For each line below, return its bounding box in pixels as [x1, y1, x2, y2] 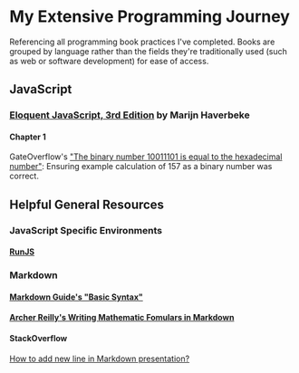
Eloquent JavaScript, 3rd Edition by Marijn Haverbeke [9, 109, 251, 121]
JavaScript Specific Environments [9, 224, 163, 236]
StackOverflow [9, 333, 68, 344]
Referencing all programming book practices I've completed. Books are [9, 36, 275, 47]
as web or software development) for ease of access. [9, 55, 209, 66]
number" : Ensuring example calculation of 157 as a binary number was [9, 161, 273, 172]
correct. [9, 170, 39, 182]
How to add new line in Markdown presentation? [9, 353, 190, 364]
